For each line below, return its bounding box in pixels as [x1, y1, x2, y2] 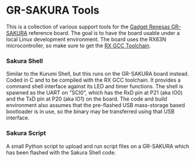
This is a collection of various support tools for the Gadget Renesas [6, 23, 170, 30]
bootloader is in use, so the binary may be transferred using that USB [6, 108, 175, 115]
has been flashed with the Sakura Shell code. [6, 149, 116, 156]
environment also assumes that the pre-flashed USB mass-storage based [6, 102, 185, 109]
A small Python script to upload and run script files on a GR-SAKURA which [6, 143, 190, 150]
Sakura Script [6, 129, 46, 137]
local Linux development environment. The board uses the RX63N [6, 36, 167, 43]
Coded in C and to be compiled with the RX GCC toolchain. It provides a [6, 76, 181, 83]
